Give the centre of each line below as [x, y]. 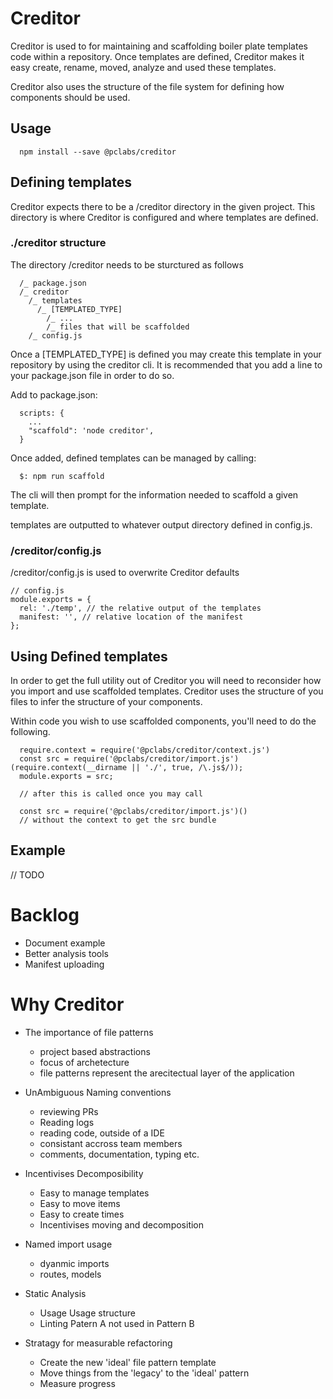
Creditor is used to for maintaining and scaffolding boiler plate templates [159, 46]
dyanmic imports [74, 1263]
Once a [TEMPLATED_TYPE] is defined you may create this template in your [166, 354]
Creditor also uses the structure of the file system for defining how [147, 86]
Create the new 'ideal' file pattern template [128, 1362]
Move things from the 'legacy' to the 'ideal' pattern [144, 1373]
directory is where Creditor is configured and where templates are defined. [164, 217]
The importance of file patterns [89, 1032]
